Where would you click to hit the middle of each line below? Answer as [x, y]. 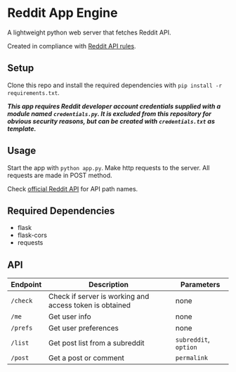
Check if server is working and [99, 297]
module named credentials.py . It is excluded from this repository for [110, 113]
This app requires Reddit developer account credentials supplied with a [114, 106]
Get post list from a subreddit [97, 343]
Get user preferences [84, 328]
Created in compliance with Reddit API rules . [72, 46]
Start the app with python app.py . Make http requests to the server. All [109, 167]
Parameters [200, 285]
